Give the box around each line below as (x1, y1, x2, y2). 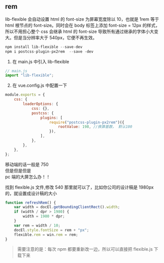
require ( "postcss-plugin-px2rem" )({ (49, 120, 125, 125)
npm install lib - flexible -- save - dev (5, 44, 83, 49)
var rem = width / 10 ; (14, 223, 61, 228)
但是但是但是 (5, 167, 31, 173)
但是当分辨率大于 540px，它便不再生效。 (13, 34, 98, 40)
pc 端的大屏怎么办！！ (5, 173, 51, 180)
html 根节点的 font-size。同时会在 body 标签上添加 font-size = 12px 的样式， (5, 22, 160, 28)
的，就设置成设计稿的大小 (5, 190, 57, 196)
